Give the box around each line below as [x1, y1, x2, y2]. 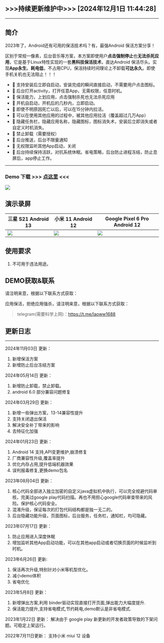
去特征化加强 [12, 428, 38, 434]
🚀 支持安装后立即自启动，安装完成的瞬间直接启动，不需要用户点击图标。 [12, 81, 158, 87]
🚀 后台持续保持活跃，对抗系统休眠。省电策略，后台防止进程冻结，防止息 [12, 149, 158, 155]
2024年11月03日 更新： [5, 346, 52, 351]
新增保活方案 [12, 356, 38, 362]
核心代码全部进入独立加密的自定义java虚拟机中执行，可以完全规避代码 [12, 488, 153, 494]
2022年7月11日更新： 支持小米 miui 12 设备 [5, 633, 91, 639]
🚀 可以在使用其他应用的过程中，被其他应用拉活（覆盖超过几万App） [12, 112, 149, 118]
